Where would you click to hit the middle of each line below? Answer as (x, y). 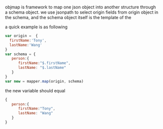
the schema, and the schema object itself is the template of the (68, 17)
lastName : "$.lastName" (42, 68)
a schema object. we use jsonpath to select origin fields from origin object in (82, 12)
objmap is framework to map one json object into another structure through (81, 7)
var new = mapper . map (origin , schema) (44, 81)
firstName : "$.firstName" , (44, 63)
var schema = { (20, 54)
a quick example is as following (36, 27)
